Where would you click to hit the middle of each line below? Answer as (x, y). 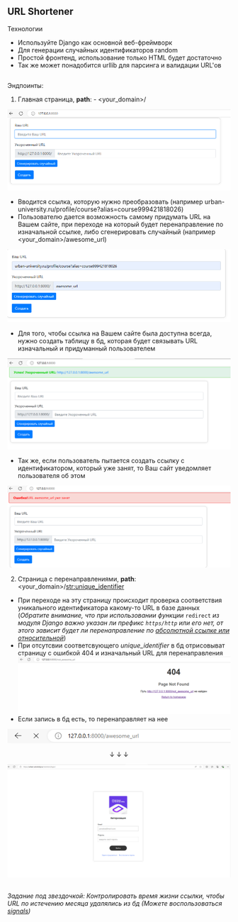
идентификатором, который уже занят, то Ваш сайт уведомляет (114, 468)
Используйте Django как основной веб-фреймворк (95, 43)
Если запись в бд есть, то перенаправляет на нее (93, 718)
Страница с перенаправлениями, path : (77, 579)
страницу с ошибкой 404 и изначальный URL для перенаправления (120, 653)
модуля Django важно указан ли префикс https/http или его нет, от (120, 623)
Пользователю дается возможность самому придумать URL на (114, 216)
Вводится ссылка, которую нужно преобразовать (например (110, 201)
